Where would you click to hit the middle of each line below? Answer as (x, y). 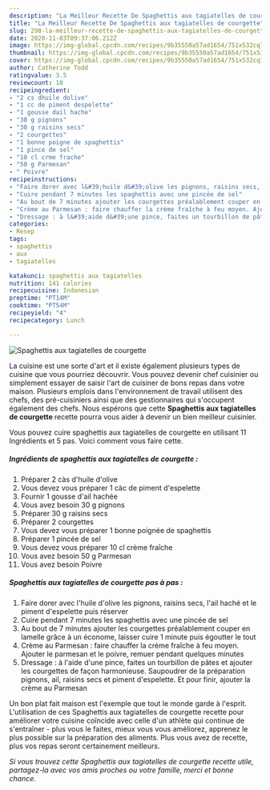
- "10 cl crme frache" (47, 157)
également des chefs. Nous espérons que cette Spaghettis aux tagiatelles (133, 408)
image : (20, 46)
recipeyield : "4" (38, 313)
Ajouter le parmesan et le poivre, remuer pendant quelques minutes (132, 654)
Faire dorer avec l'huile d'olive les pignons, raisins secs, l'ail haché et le (139, 603)
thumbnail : (27, 53)
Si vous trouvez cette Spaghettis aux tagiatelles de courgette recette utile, (132, 761)
